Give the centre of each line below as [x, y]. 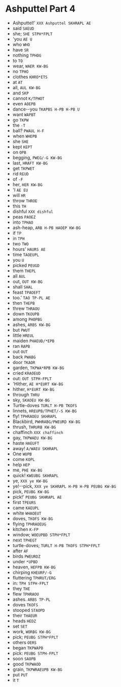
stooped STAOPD [29, 610]
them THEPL [24, 270]
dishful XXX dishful [33, 211]
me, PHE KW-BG [27, 470]
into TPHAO [23, 222]
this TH [19, 206]
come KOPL [24, 459]
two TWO [21, 243]
